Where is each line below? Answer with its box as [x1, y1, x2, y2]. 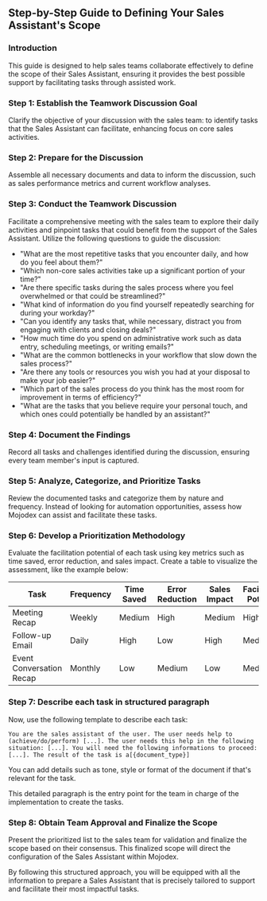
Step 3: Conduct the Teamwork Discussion [8, 199, 177, 210]
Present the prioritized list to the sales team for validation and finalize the [8, 835, 248, 845]
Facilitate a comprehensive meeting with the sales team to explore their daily [8, 216, 259, 226]
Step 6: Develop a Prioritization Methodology [8, 530, 185, 541]
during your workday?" [19, 307, 95, 317]
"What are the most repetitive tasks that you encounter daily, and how [19, 249, 249, 258]
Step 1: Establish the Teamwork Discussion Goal [8, 97, 198, 108]
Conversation [12, 663, 63, 674]
